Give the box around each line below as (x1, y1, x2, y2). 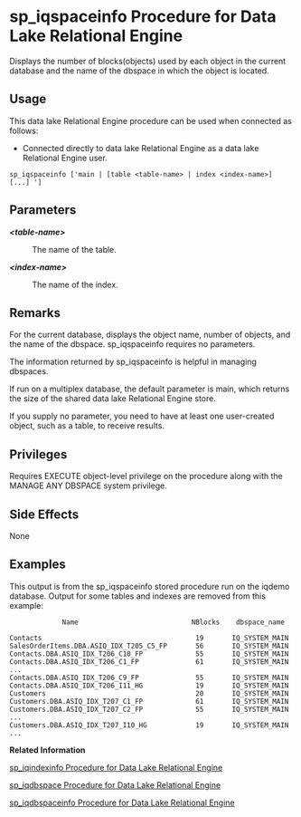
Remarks (9, 305, 61, 321)
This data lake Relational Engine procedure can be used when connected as (9, 115, 292, 126)
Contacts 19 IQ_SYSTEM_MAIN (9, 633, 289, 642)
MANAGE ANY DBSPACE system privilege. (9, 480, 167, 491)
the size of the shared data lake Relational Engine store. (9, 393, 217, 404)
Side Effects (9, 506, 80, 522)
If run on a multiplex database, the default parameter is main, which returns (9, 383, 290, 395)
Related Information (9, 745, 86, 755)
